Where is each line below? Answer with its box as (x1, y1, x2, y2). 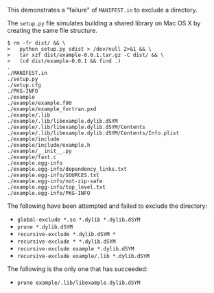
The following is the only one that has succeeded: (7, 265, 148, 273)
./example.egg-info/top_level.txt (7, 184, 106, 191)
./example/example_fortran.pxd (7, 106, 97, 113)
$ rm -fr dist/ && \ (7, 40, 67, 47)
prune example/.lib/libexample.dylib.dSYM (16, 279, 141, 286)
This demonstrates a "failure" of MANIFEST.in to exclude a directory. (7, 6, 198, 14)
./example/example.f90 (7, 99, 72, 106)
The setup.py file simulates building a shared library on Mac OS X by (7, 19, 201, 27)
